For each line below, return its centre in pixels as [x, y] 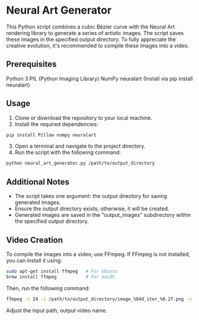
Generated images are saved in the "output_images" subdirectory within [103, 215]
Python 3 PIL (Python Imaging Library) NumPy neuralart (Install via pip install [99, 78]
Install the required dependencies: [57, 124]
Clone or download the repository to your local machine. [84, 118]
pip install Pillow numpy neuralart [51, 135]
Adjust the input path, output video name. [57, 310]
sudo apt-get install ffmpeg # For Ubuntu [62, 271]
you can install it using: [34, 260]
